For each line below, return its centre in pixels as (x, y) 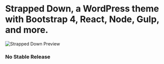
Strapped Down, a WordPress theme (82, 9)
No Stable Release (28, 56)
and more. (27, 30)
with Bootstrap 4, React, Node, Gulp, (82, 19)
